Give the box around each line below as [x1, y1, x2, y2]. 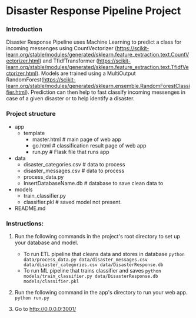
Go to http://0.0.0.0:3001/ [14, 306, 77, 313]
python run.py [14, 295, 49, 301]
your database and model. [14, 239, 78, 246]
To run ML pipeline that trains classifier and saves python [23, 267, 162, 274]
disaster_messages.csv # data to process [23, 167, 125, 174]
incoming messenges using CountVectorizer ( [6, 45, 117, 52]
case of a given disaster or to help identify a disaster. [6, 95, 135, 102]
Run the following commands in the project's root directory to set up [14, 233, 181, 240]
